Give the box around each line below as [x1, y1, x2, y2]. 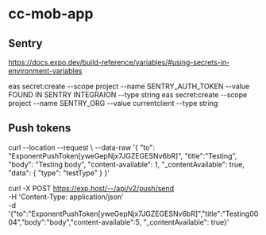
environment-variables [8, 66, 83, 76]
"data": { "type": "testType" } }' [8, 168, 110, 178]
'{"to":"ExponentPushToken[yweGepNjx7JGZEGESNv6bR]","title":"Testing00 [8, 209, 259, 218]
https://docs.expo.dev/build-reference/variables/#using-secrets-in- [8, 57, 230, 67]
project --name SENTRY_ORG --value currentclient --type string [8, 99, 218, 108]
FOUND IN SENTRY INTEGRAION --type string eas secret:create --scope [8, 90, 248, 100]
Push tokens [8, 121, 71, 135]
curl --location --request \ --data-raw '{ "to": [8, 143, 155, 152]
